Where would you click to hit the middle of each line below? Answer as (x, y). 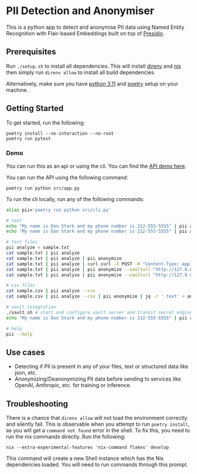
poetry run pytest (28, 138)
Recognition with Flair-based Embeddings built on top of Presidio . (85, 33)
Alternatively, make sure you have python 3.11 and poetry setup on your (92, 84)
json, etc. (26, 373)
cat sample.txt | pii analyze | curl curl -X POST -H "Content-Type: (93, 264)
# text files (22, 242)
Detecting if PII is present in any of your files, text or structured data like (101, 366)
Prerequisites (31, 52)
